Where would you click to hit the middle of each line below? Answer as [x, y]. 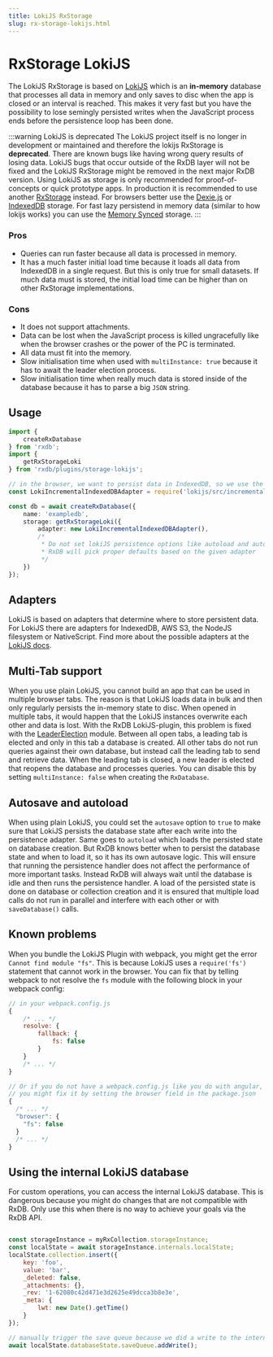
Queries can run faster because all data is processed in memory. [128, 253]
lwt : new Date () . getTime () [83, 1308]
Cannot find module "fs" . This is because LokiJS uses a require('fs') [128, 962]
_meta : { [38, 1300]
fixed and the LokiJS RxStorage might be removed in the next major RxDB [132, 171]
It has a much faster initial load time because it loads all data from [130, 262]
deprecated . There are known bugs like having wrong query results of [126, 154]
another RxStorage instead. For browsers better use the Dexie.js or [120, 197]
